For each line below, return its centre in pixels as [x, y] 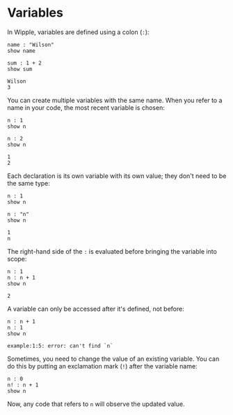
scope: [17, 259]
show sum [20, 69]
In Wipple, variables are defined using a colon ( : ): [78, 32]
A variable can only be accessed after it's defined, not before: [96, 309]
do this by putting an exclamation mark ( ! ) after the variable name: [102, 366]
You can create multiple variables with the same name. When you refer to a [115, 100]
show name [22, 51]
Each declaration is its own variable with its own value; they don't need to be [117, 176]
